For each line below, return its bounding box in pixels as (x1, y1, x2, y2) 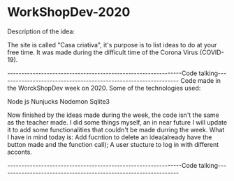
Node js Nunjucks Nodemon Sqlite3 (7, 97, 110, 105)
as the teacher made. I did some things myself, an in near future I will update (7, 118, 228, 126)
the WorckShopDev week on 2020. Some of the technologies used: (7, 84, 201, 92)
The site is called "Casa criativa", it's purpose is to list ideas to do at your (7, 40, 217, 49)
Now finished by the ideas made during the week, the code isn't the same (7, 111, 219, 119)
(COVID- (199, 48, 225, 56)
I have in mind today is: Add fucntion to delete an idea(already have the (7, 133, 212, 141)
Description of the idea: (7, 27, 75, 36)
